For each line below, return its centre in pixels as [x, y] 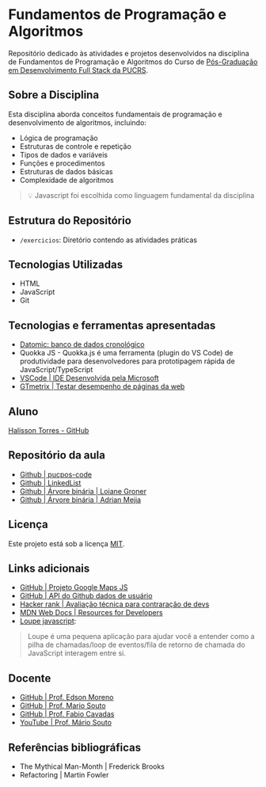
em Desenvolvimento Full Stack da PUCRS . [78, 70]
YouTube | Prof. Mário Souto [66, 723]
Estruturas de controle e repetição [76, 146]
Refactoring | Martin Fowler [64, 775]
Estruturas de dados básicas [66, 171]
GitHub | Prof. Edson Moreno [66, 698]
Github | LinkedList [50, 483]
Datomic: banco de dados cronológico [82, 344]
